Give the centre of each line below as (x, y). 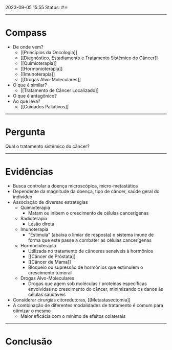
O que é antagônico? (35, 96)
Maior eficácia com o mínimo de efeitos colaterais (73, 316)
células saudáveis (47, 294)
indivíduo (22, 197)
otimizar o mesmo (32, 311)
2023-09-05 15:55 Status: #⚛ (37, 7)
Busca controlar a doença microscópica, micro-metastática (75, 185)
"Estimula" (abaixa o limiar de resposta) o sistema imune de (91, 235)
